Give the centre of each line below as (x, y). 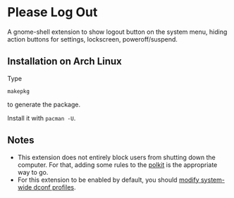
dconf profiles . (55, 187)
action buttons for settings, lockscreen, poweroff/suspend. (93, 39)
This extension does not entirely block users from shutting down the (117, 157)
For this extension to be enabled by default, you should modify (108, 180)
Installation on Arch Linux (64, 62)
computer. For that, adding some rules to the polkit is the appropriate (117, 165)
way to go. (33, 172)
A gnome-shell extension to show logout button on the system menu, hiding (117, 32)
